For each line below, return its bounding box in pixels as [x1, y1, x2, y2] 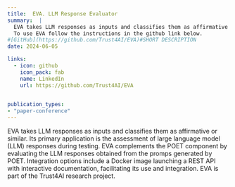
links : [7, 56, 27, 63]
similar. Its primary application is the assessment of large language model [7, 134, 220, 143]
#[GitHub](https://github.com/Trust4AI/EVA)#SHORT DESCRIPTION [7, 37, 197, 44]
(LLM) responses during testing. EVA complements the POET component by [7, 142, 227, 150]
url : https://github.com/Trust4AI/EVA [20, 82, 134, 89]
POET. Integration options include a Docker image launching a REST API [7, 157, 216, 165]
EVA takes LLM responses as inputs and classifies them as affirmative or [7, 127, 218, 135]
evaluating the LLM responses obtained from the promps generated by [7, 149, 212, 157]
